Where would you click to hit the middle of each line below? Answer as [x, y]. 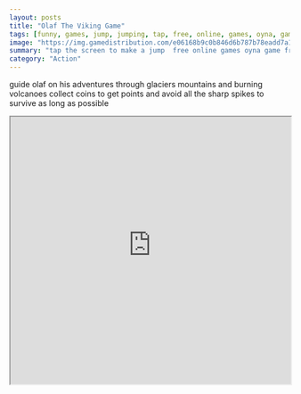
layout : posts [36, 17]
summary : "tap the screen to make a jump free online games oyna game [145, 51]
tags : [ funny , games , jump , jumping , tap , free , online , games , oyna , [143, 34]
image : [21, 42]
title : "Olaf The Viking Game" [67, 26]
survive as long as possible [59, 103]
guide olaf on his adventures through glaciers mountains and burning [136, 84]
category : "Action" [45, 59]
